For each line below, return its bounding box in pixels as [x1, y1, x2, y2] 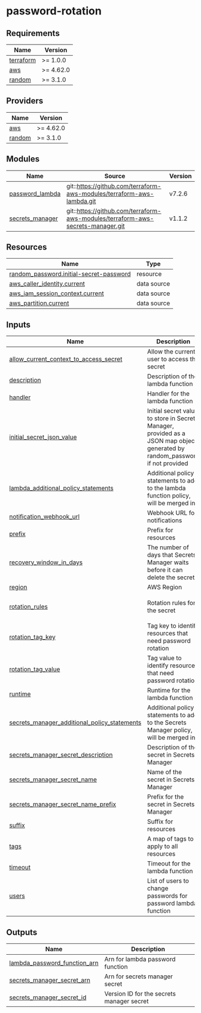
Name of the [147, 768, 182, 777]
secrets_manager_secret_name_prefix [9, 800, 117, 808]
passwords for [147, 892, 188, 900]
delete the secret [147, 573, 195, 582]
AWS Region [147, 583, 182, 592]
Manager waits [147, 558, 189, 567]
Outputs [6, 927, 38, 937]
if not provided [147, 459, 188, 467]
